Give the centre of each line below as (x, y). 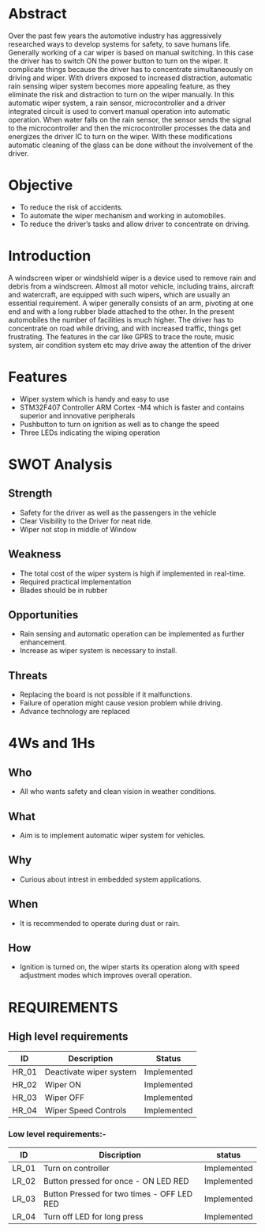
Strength (30, 494)
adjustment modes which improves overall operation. (106, 975)
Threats (28, 676)
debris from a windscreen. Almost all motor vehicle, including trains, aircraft (131, 286)
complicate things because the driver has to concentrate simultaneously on (131, 69)
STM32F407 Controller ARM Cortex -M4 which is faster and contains (132, 407)
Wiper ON (63, 1085)
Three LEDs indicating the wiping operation (90, 433)
